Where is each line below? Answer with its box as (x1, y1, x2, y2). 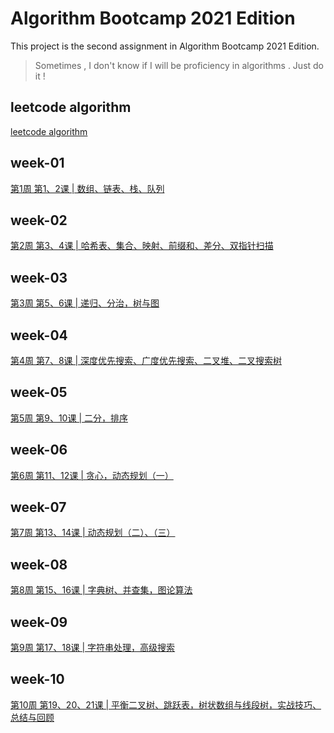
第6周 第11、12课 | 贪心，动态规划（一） (10, 469, 174, 481)
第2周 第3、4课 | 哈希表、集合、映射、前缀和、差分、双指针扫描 (10, 240, 274, 252)
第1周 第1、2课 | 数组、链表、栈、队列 (10, 182, 165, 194)
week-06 (10, 442, 68, 459)
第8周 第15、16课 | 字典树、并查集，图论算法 (10, 584, 193, 596)
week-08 (10, 556, 68, 573)
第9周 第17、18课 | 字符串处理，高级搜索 (10, 642, 176, 654)
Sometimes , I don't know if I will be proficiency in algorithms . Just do (34, 59, 325, 71)
